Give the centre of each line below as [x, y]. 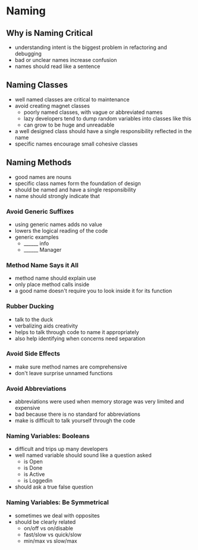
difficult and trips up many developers [61, 449]
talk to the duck [34, 319]
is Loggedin [38, 481]
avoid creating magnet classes [52, 106]
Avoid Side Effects [33, 354]
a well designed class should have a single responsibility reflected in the [103, 131]
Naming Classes [37, 85]
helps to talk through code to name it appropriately [77, 332]
